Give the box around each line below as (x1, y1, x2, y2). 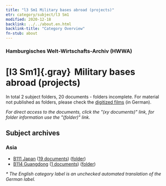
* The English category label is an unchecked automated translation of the (6, 170, 161, 177)
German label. (6, 176, 36, 182)
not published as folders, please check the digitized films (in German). (6, 99, 152, 105)
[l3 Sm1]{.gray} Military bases (6, 66, 136, 78)
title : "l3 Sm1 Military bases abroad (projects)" (6, 7, 115, 13)
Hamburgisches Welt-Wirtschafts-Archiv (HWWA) (6, 48, 133, 55)
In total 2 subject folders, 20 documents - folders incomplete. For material (6, 94, 159, 100)
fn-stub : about (6, 31, 38, 36)
